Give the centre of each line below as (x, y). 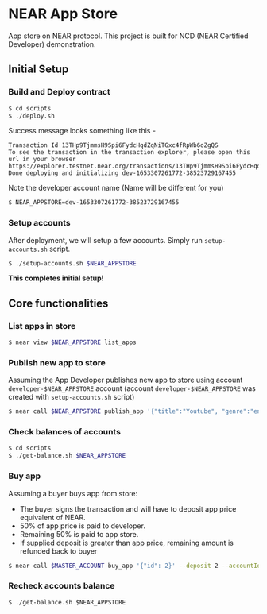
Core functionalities (58, 303)
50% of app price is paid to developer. (82, 526)
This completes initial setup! (56, 278)
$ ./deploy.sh (32, 116)
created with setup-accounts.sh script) (72, 397)
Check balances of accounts (65, 432)
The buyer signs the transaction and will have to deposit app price (128, 508)
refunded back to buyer (58, 551)
